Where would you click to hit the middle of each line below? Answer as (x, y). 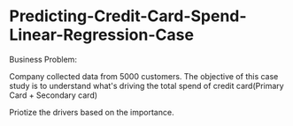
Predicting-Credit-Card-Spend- (128, 16)
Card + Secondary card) (54, 95)
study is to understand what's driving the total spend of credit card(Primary (147, 85)
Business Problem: (43, 59)
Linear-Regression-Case (102, 35)
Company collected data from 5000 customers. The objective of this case (144, 76)
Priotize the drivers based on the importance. (92, 112)
